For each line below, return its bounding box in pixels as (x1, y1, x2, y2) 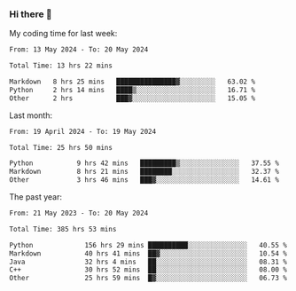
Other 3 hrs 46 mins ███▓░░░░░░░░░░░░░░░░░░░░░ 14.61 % (9, 176, 279, 185)
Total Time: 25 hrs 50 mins (9, 143, 113, 152)
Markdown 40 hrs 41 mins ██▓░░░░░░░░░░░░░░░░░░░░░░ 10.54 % (9, 248, 288, 258)
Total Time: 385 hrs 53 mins (9, 224, 117, 233)
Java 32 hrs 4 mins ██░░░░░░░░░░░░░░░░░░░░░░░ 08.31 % (9, 257, 288, 266)
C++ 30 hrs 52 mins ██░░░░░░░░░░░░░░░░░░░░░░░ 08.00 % (9, 265, 288, 274)
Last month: (9, 110, 53, 121)
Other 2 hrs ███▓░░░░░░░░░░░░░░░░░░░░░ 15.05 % (9, 93, 255, 103)
